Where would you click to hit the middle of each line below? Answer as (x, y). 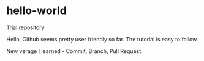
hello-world (37, 11)
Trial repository (25, 27)
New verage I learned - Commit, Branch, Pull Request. (74, 51)
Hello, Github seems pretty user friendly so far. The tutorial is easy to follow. (102, 39)
